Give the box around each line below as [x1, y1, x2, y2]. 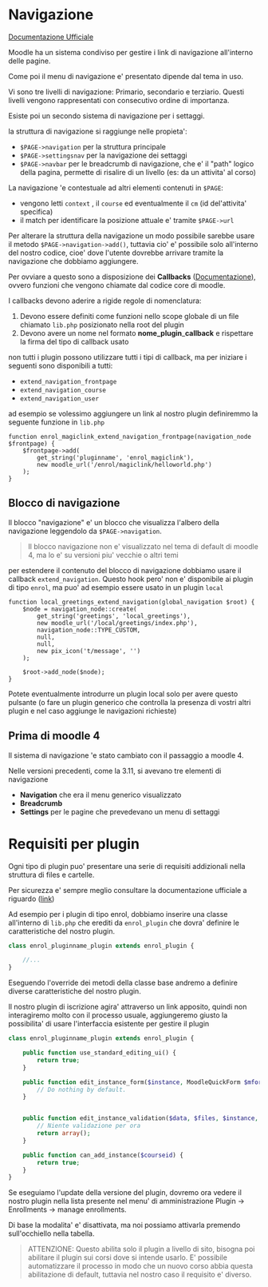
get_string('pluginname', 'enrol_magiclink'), [37, 453, 195, 461]
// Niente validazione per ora [37, 1122, 141, 1130]
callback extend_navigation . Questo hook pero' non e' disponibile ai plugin [8, 574, 254, 584]
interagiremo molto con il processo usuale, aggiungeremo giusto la [8, 1010, 228, 1020]
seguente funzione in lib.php [8, 417, 105, 427]
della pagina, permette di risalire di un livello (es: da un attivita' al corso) [19, 167, 257, 177]
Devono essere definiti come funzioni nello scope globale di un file [19, 311, 239, 321]
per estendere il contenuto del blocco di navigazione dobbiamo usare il [8, 565, 242, 575]
